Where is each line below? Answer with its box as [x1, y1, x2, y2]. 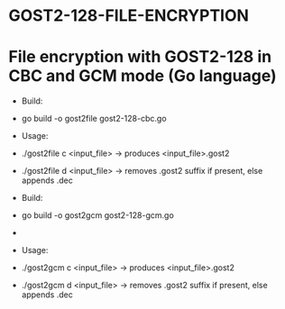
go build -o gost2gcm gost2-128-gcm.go [21, 210, 175, 221]
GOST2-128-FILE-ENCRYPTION [8, 5, 250, 26]
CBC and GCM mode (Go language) [8, 66, 277, 86]
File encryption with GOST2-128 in [8, 47, 272, 68]
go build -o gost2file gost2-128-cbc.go [21, 114, 168, 124]
